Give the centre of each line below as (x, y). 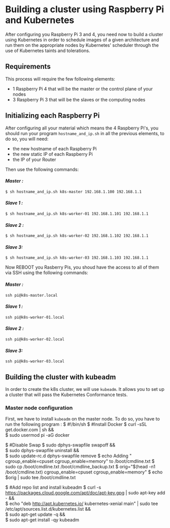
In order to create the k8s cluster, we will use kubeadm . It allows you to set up (85, 389)
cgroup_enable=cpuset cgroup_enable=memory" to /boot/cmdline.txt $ (80, 461)
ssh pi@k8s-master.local (31, 295)
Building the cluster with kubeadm (61, 377)
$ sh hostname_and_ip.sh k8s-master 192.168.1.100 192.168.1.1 (74, 192)
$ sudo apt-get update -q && (35, 514)
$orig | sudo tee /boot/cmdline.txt (41, 478)
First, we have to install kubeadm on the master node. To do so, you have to (82, 419)
